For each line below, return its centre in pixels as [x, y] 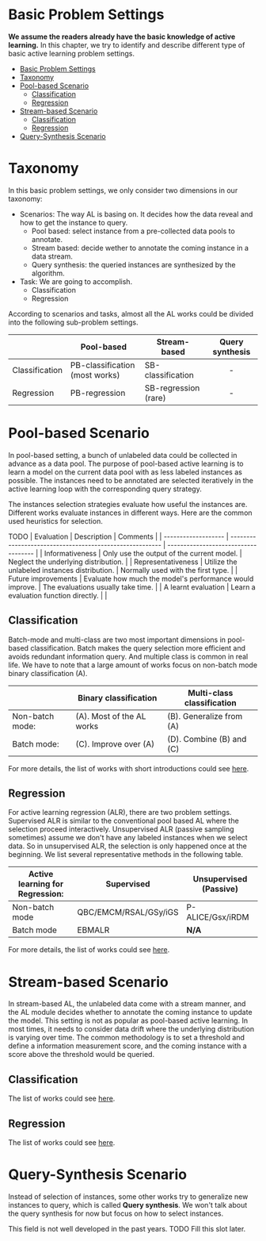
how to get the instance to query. [74, 222]
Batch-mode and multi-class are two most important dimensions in [117, 640]
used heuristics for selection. [55, 521]
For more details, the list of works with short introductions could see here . [129, 768]
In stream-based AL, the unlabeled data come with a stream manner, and [127, 1004]
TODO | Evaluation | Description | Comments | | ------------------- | [119, 536]
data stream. [52, 256]
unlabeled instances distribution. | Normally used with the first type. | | [123, 570]
